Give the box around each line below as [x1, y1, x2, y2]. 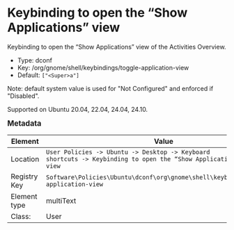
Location [10, 154, 40, 164]
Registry [10, 172, 38, 181]
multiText [46, 196, 77, 206]
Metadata [7, 118, 42, 128]
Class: [10, 211, 31, 221]
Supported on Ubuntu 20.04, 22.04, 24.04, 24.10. [7, 105, 148, 113]
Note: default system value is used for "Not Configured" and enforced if [7, 84, 214, 92]
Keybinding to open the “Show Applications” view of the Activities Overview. [7, 42, 226, 51]
